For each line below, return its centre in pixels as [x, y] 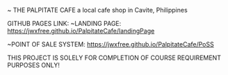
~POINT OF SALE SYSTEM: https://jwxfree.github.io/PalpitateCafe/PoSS [111, 44]
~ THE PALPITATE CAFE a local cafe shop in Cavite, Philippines [97, 10]
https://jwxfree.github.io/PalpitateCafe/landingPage [81, 31]
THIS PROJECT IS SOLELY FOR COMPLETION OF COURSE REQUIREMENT [114, 58]
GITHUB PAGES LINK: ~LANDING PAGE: [64, 23]
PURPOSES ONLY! [34, 65]
